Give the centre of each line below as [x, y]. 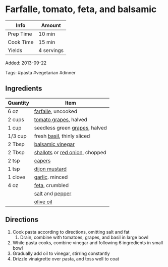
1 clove [16, 177]
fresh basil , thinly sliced [62, 136]
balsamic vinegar [54, 144]
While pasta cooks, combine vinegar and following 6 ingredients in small [88, 242]
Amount [51, 25]
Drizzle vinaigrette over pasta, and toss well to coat [66, 258]
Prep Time [20, 34]
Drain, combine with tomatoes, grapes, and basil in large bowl [84, 237]
